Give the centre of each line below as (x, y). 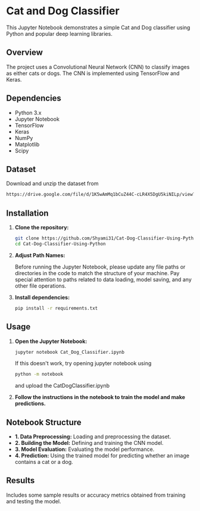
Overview (25, 53)
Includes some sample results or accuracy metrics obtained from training (96, 495)
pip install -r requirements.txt (56, 308)
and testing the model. (34, 501)
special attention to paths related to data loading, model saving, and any (103, 279)
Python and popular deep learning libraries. (60, 33)
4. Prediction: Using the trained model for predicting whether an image (102, 456)
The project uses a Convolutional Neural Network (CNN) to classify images (98, 67)
